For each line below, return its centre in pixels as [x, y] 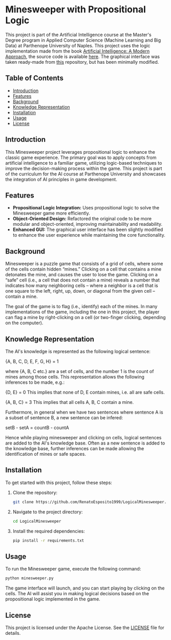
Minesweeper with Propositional [76, 10]
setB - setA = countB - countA [37, 428]
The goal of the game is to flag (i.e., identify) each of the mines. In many [81, 307]
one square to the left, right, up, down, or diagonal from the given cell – [80, 291]
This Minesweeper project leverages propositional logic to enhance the [80, 152]
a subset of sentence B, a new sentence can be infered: [64, 417]
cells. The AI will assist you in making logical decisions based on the [77, 594]
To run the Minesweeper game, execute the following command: [73, 569]
